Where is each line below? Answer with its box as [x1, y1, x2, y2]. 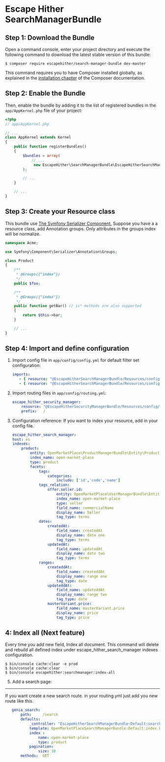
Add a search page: [12, 679, 53, 685]
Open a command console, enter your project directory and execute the [5, 47, 150, 52]
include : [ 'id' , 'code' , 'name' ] [56, 478, 120, 483]
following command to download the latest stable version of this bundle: [5, 52, 151, 57]
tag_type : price [56, 615, 90, 620]
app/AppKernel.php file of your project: [5, 107, 82, 113]
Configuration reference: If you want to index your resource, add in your [12, 418, 158, 423]
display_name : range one [56, 574, 107, 579]
